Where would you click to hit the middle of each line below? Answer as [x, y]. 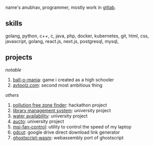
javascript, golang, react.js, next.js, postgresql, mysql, [62, 41]
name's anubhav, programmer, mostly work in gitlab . [61, 7]
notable [13, 70]
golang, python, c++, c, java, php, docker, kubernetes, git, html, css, [77, 36]
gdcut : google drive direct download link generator [66, 132]
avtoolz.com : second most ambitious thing [58, 85]
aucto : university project [38, 121]
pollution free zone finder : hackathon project [60, 105]
